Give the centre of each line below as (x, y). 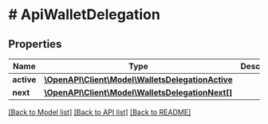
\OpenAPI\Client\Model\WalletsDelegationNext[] (138, 93)
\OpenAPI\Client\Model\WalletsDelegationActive (138, 79)
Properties (35, 44)
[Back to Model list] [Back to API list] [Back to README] (100, 112)
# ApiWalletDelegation (85, 15)
